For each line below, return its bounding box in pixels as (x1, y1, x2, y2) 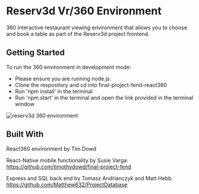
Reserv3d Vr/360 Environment (6, 4, 162, 18)
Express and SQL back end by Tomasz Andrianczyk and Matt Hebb (6, 174, 172, 181)
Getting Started (6, 48, 65, 58)
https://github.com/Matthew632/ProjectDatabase (6, 181, 128, 188)
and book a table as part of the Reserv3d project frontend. (6, 30, 150, 37)
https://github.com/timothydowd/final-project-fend (6, 163, 131, 170)
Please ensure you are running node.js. (14, 75, 112, 82)
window (14, 100, 35, 107)
